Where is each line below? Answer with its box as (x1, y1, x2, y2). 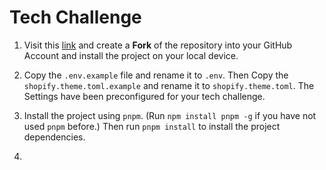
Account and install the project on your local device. (23, 49, 239, 61)
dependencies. (23, 131, 86, 143)
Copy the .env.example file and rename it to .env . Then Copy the (23, 69, 289, 81)
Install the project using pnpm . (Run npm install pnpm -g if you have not (23, 109, 317, 121)
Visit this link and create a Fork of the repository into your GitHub (23, 39, 293, 51)
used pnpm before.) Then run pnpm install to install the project (23, 120, 281, 132)
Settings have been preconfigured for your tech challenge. (23, 90, 266, 102)
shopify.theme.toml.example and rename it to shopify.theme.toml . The (23, 79, 315, 91)
